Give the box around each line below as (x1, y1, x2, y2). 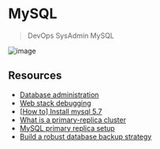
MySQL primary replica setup (19, 123, 116, 132)
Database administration (19, 90, 99, 99)
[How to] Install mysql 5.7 (19, 106, 102, 116)
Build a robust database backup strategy (19, 132, 152, 141)
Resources (8, 69, 62, 83)
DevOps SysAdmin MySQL (27, 31, 114, 40)
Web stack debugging (19, 98, 92, 107)
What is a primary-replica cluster (19, 115, 126, 125)
